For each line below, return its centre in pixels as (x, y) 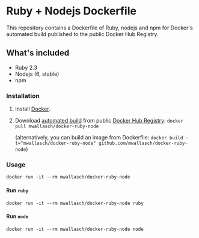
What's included (38, 53)
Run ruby (17, 190)
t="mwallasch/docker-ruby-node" (55, 143)
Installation (23, 96)
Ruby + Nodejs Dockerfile (72, 11)
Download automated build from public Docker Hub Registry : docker (99, 121)
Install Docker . (32, 109)
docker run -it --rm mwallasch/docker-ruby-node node (75, 229)
